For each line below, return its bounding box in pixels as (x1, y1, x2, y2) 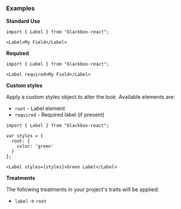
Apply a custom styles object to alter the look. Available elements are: (6, 94, 175, 101)
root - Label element (14, 105, 65, 112)
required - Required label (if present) (14, 111, 105, 118)
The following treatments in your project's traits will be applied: (6, 186, 159, 193)
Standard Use (6, 18, 41, 25)
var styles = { (6, 133, 44, 139)
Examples (6, 4, 35, 12)
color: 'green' (17, 143, 54, 149)
